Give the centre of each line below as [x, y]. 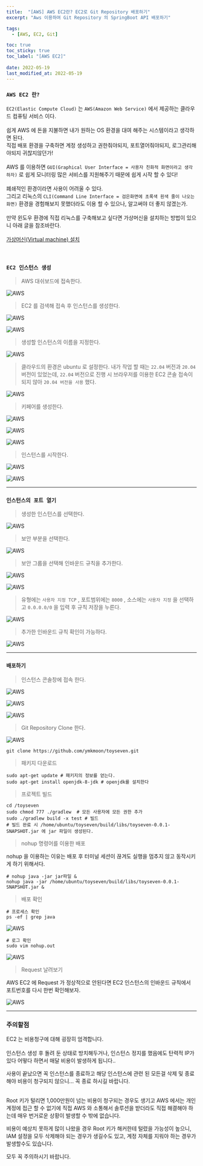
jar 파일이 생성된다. [71, 831]
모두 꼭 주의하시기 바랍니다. [39, 1156]
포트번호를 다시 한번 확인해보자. [43, 990]
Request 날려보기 [42, 969]
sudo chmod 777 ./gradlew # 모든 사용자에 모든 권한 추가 [75, 812]
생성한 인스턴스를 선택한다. [53, 514]
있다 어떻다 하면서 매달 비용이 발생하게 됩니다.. [61, 1060]
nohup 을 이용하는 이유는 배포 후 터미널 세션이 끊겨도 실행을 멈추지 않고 [91, 856]
